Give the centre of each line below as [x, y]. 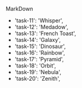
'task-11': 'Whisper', [39, 20]
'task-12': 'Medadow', [41, 27]
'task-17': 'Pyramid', [39, 59]
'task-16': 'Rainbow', [39, 53]
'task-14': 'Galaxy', [38, 40]
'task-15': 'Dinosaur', [40, 46]
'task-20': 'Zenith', [37, 79]
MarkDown [19, 9]
